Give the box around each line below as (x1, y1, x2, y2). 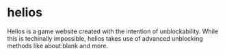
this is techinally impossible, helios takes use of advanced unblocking (7, 34, 203, 42)
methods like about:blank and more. (7, 41, 108, 50)
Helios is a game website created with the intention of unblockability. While (7, 27, 219, 35)
